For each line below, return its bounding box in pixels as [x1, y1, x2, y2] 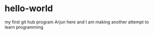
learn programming [4, 24, 44, 30]
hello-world [4, 3, 53, 14]
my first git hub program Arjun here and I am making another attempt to [4, 19, 149, 25]
